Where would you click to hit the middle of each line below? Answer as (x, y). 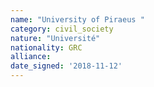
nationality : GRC (46, 47)
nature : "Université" (55, 38)
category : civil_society (62, 29)
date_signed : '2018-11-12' (66, 66)
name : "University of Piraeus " (77, 19)
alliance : (31, 57)
